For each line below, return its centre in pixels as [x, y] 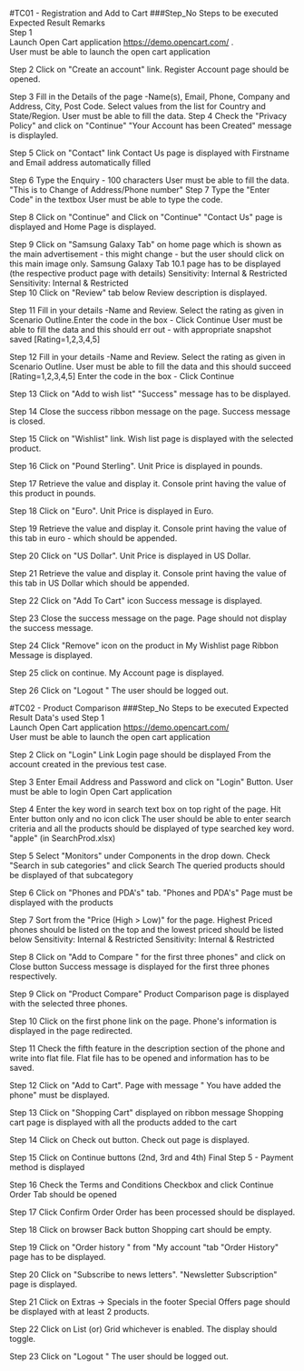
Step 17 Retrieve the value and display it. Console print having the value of [148, 484]
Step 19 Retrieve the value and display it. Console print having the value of [148, 528]
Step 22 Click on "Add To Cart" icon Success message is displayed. [136, 600]
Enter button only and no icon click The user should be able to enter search [150, 819]
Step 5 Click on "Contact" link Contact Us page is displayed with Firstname [150, 153]
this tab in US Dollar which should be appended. [99, 583]
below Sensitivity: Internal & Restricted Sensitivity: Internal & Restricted [142, 939]
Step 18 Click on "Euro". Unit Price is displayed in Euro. [112, 511]
